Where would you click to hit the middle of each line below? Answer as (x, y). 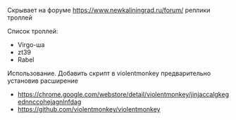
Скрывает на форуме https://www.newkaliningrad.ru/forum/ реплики (109, 10)
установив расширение (43, 81)
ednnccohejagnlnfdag (49, 102)
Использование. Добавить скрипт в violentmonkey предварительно (109, 73)
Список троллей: (33, 31)
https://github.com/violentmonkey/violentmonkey (89, 109)
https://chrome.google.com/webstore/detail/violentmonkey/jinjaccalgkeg (123, 94)
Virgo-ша (31, 45)
